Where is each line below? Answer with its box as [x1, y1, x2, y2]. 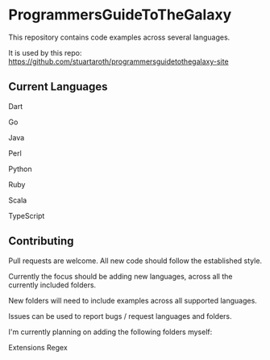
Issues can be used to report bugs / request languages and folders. [8, 311, 232, 320]
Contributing [8, 234, 74, 248]
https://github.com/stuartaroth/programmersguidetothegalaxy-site [8, 57, 229, 66]
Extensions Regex [8, 342, 69, 352]
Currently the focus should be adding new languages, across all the [8, 271, 233, 281]
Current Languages [8, 80, 108, 94]
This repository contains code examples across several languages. [8, 32, 231, 42]
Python [8, 164, 32, 174]
